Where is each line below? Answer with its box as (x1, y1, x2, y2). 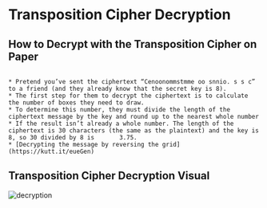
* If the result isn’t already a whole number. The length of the (8, 120, 234, 128)
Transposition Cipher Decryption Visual (8, 169, 210, 182)
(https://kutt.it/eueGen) (8, 147, 94, 155)
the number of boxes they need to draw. (8, 99, 145, 107)
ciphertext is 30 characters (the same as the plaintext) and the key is (8, 127, 260, 135)
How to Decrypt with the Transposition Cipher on (8, 37, 257, 51)
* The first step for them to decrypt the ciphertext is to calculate (8, 92, 249, 100)
